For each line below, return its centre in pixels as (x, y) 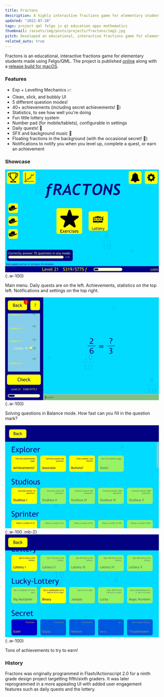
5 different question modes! (40, 102)
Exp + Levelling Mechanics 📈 (42, 90)
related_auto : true (25, 42)
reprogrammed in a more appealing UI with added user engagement (73, 684)
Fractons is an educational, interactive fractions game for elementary (74, 56)
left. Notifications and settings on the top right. (52, 290)
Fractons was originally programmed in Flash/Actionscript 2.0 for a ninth (78, 674)
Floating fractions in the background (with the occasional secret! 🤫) (80, 139)
